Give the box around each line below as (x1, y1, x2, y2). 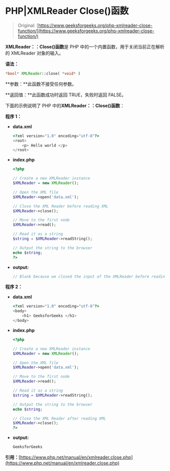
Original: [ (17, 22, 39, 29)
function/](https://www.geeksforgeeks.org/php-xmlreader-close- (17, 27, 155, 34)
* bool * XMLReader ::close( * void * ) (5, 71, 81, 76)
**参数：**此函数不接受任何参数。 (5, 80, 77, 87)
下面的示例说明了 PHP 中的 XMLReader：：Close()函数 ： (5, 102, 125, 108)
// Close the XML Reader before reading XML (12, 204, 109, 209)
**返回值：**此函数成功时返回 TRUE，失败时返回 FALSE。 (5, 92, 126, 98)
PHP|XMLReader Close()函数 (5, 5, 129, 17)
